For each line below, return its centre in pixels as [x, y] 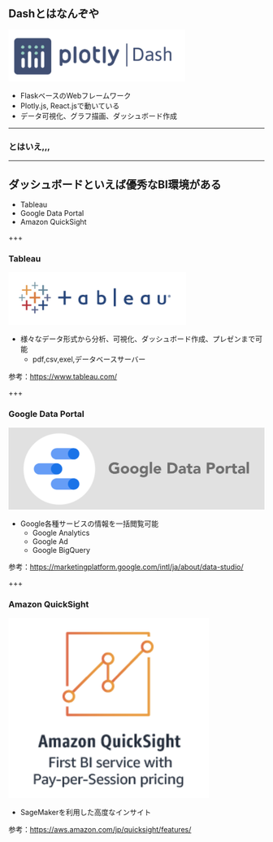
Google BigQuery [61, 550]
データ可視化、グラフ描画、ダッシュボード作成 [98, 116]
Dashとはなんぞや [54, 14]
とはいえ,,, [29, 147]
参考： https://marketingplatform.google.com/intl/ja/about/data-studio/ [126, 567]
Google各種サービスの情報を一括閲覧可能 [89, 524]
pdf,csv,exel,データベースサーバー [89, 359]
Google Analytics [61, 533]
